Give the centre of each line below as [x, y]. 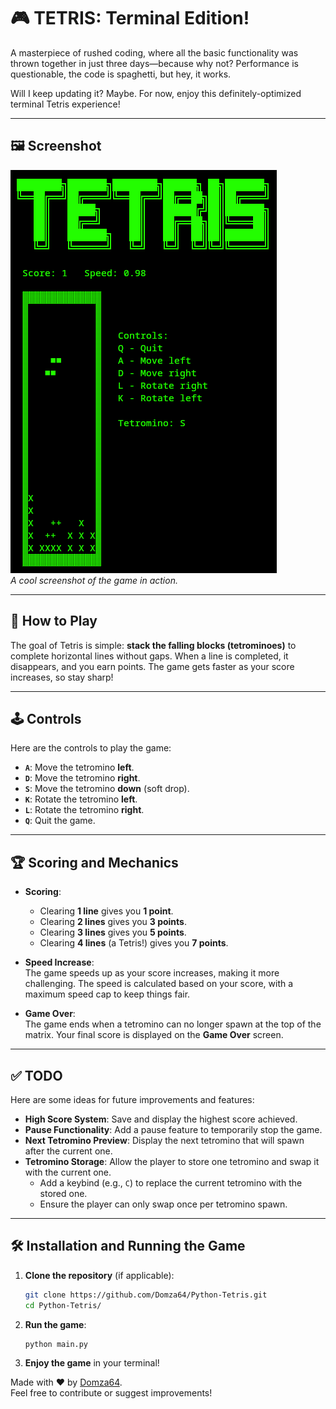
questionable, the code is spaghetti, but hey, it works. [121, 74]
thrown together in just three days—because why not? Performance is [154, 63]
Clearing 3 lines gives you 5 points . [113, 932]
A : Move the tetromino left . [79, 767]
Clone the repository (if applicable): [99, 1275]
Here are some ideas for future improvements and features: [132, 1099]
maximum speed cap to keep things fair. [107, 994]
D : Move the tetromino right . [82, 778]
